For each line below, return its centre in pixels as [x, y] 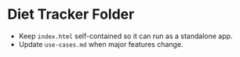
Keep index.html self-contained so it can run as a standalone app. [125, 36]
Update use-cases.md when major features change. [101, 44]
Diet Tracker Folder [71, 14]
